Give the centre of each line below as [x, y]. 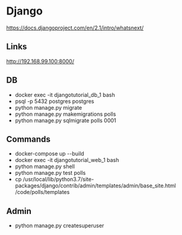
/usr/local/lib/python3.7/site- [59, 180]
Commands [29, 139]
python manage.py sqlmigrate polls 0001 [65, 120]
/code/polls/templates [42, 192]
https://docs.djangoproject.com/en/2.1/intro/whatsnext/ [75, 28]
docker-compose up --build [49, 154]
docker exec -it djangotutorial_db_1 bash [65, 95]
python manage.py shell [45, 166]
